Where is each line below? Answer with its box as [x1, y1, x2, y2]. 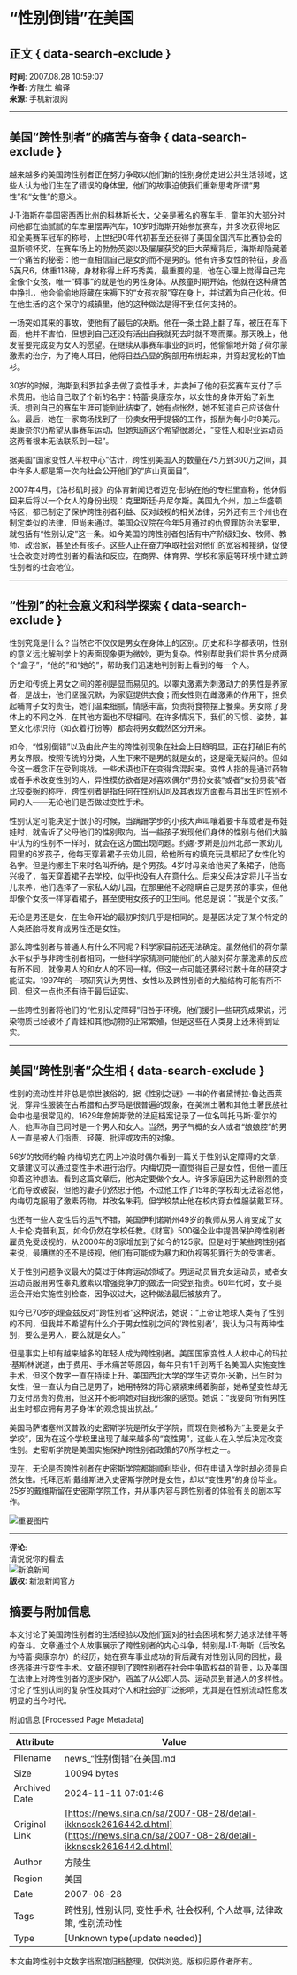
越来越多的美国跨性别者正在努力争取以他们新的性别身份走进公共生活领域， [9, 169, 280, 180]
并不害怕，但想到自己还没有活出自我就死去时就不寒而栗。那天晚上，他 [32, 328, 288, 339]
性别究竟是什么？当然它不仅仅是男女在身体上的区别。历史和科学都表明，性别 [9, 637, 288, 648]
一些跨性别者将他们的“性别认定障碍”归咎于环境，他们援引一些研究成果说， [9, 1004, 280, 1015]
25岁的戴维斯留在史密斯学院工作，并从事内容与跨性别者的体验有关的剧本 [9, 1486, 274, 1496]
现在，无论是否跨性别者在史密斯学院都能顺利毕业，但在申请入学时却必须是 [9, 1464, 280, 1474]
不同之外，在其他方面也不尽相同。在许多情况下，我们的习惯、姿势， [32, 711, 280, 722]
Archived [13, 1782, 51, 1794]
